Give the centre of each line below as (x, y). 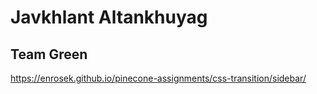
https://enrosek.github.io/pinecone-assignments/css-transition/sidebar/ (158, 78)
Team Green (49, 54)
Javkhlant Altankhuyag (109, 17)
